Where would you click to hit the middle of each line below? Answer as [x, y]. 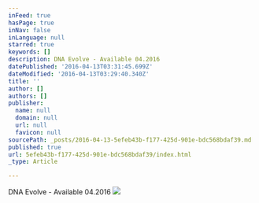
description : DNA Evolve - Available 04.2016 [84, 60]
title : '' [24, 81]
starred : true [31, 45]
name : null [33, 111]
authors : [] [28, 96]
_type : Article [33, 162]
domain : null [37, 118]
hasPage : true [31, 23]
